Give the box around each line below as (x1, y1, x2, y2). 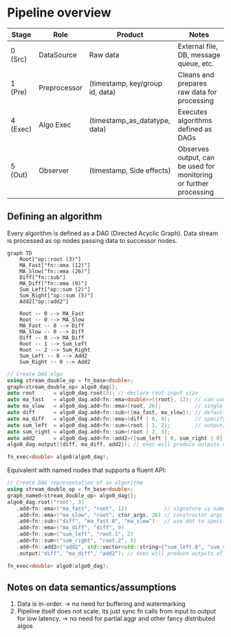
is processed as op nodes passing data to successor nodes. (7, 236, 177, 244)
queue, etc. (177, 59, 214, 68)
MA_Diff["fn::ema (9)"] (19, 280, 88, 287)
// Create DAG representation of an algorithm (7, 480, 143, 487)
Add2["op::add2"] (19, 298, 69, 305)
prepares (177, 78, 208, 88)
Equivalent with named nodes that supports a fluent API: (7, 466, 166, 474)
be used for (177, 161, 215, 170)
